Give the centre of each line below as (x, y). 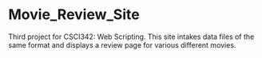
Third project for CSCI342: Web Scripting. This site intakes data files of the (131, 37)
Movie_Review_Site (74, 15)
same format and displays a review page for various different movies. (122, 44)
